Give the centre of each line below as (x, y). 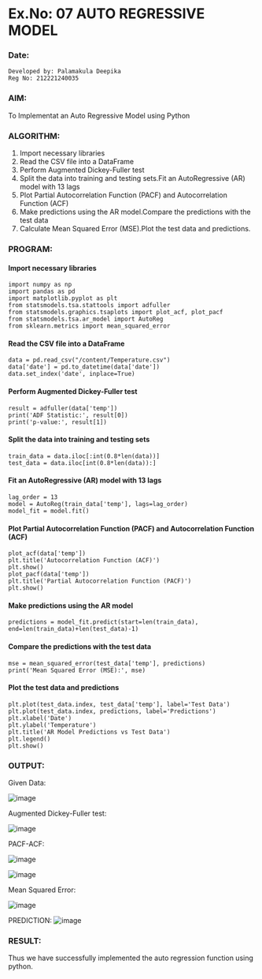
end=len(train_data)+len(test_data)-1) (74, 629)
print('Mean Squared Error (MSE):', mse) (77, 670)
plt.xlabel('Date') (40, 718)
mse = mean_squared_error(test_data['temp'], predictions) (107, 663)
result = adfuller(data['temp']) (63, 408)
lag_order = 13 (33, 497)
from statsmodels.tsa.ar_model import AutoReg (86, 319)
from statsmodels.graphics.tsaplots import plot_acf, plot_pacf (116, 313)
